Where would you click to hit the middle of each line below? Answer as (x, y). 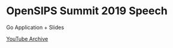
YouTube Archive (27, 39)
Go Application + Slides (35, 27)
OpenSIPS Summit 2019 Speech (87, 11)
